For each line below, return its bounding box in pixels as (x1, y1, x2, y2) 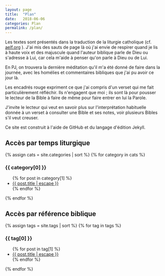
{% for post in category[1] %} (12, 175, 72, 181)
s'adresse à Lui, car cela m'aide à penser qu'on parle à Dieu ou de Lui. (5, 55, 148, 61)
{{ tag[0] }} (5, 235, 33, 241)
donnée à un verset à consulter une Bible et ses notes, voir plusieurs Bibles (5, 109, 158, 116)
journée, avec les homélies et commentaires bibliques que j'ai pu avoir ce (5, 69, 154, 75)
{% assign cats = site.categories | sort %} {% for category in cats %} (5, 151, 145, 158)
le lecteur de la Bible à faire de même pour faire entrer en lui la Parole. (5, 95, 147, 101)
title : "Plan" (5, 12, 36, 17)
